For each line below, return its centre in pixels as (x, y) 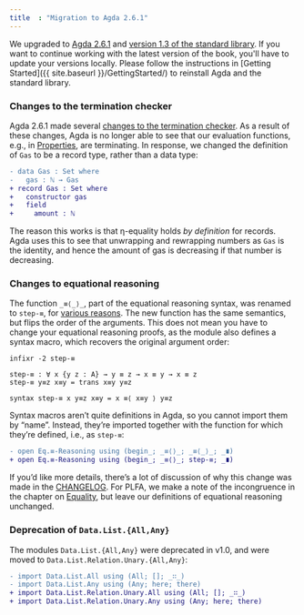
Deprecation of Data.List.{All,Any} (90, 530)
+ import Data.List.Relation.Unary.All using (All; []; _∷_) (128, 593)
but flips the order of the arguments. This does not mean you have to (139, 323)
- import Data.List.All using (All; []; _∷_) (97, 576)
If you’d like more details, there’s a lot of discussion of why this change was (151, 478)
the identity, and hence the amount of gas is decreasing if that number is (146, 250)
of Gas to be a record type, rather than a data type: (104, 155)
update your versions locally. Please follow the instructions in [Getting (140, 63)
